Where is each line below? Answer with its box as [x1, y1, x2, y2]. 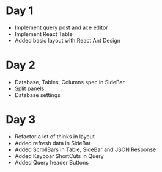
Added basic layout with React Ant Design [14, 37, 120, 44]
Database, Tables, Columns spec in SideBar [14, 78, 125, 85]
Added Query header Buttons [14, 159, 89, 166]
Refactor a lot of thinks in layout [14, 132, 95, 140]
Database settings [14, 91, 61, 98]
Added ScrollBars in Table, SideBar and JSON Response [14, 146, 156, 153]
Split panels [14, 85, 45, 92]
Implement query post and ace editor [14, 24, 108, 31]
